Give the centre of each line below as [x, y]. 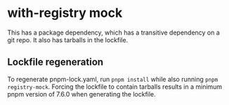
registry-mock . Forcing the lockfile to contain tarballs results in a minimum [115, 87]
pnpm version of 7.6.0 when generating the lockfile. [81, 94]
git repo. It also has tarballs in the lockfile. [68, 39]
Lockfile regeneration [55, 62]
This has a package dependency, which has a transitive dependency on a [113, 32]
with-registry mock [65, 13]
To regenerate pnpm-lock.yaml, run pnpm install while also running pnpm [113, 79]
